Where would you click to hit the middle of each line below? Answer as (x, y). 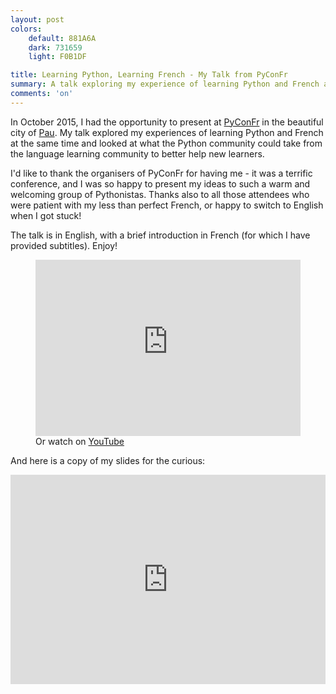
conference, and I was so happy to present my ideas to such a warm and (160, 183)
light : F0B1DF (57, 57)
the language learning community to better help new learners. (137, 153)
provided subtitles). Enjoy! (64, 245)
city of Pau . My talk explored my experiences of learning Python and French (167, 132)
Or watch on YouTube (80, 441)
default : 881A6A (62, 38)
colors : (26, 29)
